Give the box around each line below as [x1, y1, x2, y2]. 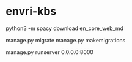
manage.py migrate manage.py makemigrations [5, 36, 126, 44]
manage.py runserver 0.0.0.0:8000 [5, 48, 94, 56]
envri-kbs [5, 4, 57, 18]
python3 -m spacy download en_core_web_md [5, 25, 123, 32]
